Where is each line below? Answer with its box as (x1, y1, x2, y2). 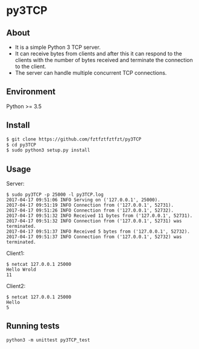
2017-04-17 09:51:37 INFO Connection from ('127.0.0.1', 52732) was (6, 234, 182, 240)
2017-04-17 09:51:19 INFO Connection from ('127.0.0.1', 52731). (6, 203, 174, 209)
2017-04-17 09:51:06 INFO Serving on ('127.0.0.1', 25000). (6, 197, 161, 203)
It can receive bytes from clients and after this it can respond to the (14, 50, 182, 57)
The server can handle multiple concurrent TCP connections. (14, 69, 167, 76)
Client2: (6, 283, 26, 290)
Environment (6, 87, 56, 97)
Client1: (6, 250, 25, 257)
